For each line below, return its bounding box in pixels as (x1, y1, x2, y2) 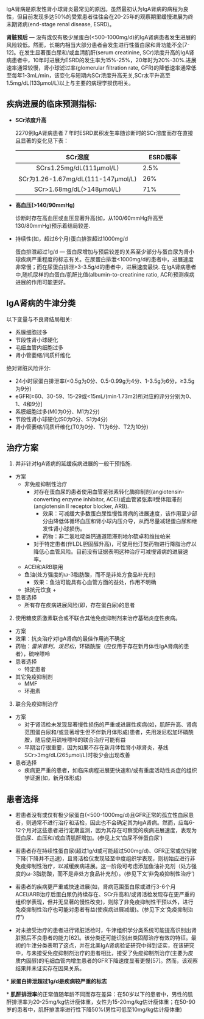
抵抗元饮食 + (24, 586, 57, 593)
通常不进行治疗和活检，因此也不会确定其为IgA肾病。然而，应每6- (31, 819, 195, 826)
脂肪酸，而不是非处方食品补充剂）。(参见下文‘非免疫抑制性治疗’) (35, 870, 195, 877)
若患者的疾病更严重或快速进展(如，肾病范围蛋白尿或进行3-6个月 (15, 883, 176, 890)
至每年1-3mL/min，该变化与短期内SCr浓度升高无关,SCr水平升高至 (6, 72, 171, 79)
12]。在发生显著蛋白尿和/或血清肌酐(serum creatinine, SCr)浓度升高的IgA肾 (6, 49, 195, 56)
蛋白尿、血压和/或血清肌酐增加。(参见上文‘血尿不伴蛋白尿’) (15, 834, 163, 841)
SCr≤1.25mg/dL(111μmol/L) (36, 164, 119, 172)
